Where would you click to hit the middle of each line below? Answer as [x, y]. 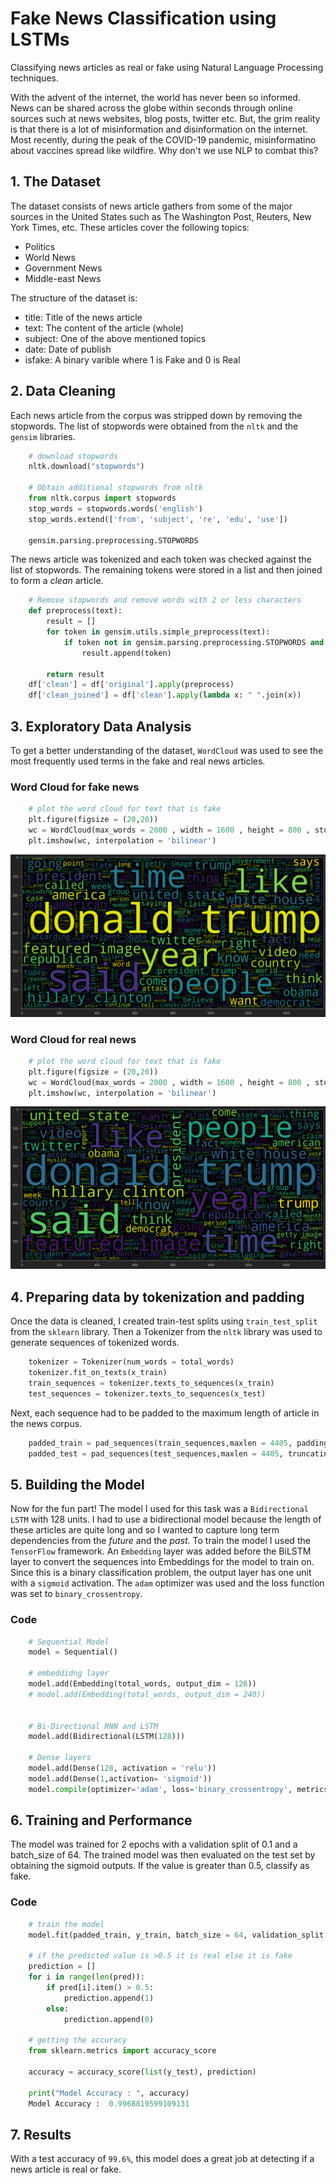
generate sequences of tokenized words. [95, 1343]
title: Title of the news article [83, 317]
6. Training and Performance [101, 1820]
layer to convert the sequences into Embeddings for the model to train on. [162, 1562]
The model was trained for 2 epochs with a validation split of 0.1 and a [154, 1844]
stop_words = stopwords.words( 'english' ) [115, 508]
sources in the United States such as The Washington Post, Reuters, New [161, 216]
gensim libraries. [43, 436]
